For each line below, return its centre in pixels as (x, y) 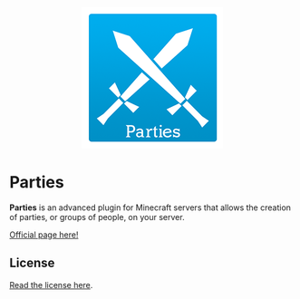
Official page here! (44, 235)
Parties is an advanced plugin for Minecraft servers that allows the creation (150, 207)
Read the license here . (51, 285)
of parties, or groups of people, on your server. (97, 217)
